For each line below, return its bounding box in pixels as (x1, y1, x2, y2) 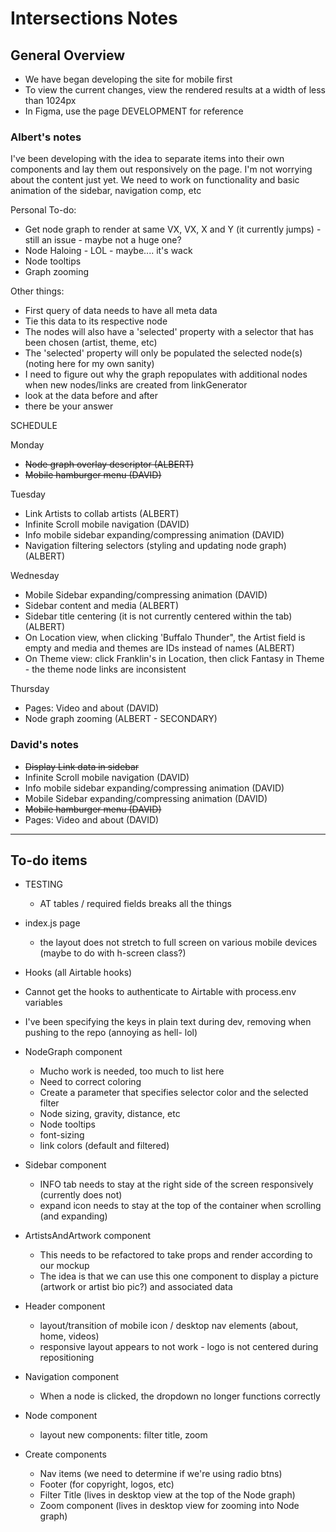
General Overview (10, 47, 126, 64)
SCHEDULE (10, 420, 58, 432)
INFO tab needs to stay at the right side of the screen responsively (39, 1178, 314, 1191)
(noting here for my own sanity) (24, 358, 155, 370)
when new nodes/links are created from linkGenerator (24, 379, 248, 391)
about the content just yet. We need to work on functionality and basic (10, 174, 300, 186)
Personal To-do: (10, 204, 77, 216)
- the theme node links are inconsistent (24, 663, 187, 676)
